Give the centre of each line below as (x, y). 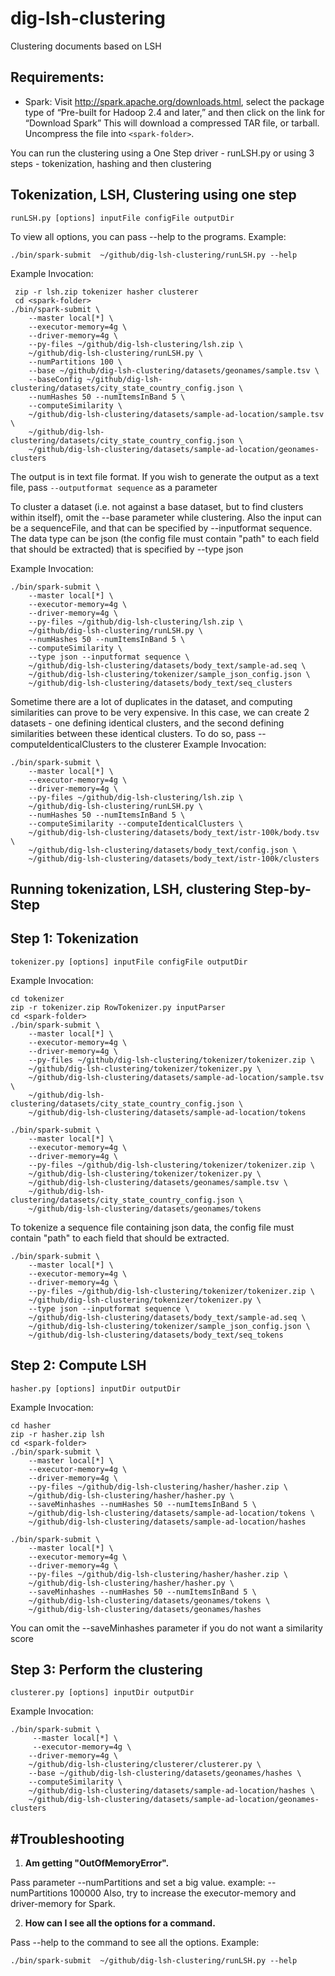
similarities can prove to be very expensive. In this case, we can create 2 (160, 712)
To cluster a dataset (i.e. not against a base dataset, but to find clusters (157, 506)
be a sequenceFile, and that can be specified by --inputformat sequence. (161, 528)
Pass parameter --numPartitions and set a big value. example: (138, 1883)
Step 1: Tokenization (74, 938)
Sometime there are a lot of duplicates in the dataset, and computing (151, 701)
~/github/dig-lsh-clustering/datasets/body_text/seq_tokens (156, 1335)
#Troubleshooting (67, 1838)
